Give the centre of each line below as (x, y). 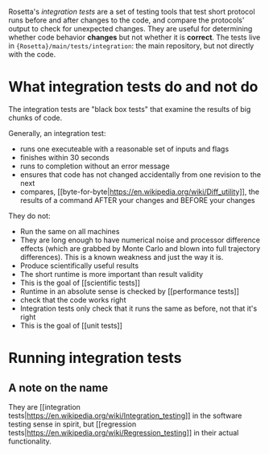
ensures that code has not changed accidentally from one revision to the (141, 174)
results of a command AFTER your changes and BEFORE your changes (137, 200)
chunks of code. (35, 118)
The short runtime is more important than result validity (112, 274)
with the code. (32, 54)
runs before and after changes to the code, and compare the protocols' (126, 20)
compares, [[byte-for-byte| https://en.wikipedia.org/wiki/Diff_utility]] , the (140, 192)
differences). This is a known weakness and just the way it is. (122, 257)
